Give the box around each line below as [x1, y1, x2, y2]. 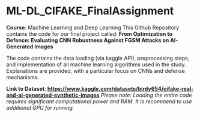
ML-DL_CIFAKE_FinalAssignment [6, 4, 174, 18]
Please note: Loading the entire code [100, 91, 192, 98]
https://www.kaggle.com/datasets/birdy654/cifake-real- [47, 85, 194, 92]
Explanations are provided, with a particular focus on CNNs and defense [6, 67, 185, 74]
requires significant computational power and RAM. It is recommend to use [6, 97, 192, 105]
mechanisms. [6, 73, 40, 81]
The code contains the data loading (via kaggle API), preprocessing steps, [6, 54, 190, 61]
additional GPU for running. [6, 104, 74, 111]
